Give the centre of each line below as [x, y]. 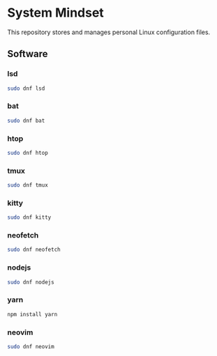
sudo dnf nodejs [31, 282]
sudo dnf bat [26, 121]
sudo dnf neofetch [34, 250]
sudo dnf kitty [29, 217]
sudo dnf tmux [28, 185]
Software [28, 54]
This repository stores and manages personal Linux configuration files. [109, 32]
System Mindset [56, 13]
